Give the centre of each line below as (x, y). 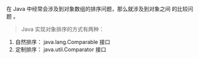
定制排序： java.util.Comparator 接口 (61, 49)
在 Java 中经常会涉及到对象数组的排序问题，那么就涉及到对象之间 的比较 (97, 9)
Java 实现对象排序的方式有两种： (63, 29)
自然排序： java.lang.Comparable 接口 (63, 42)
